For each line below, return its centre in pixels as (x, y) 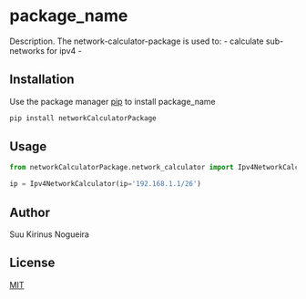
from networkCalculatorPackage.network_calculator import (122, 168)
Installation (42, 80)
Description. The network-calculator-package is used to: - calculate (137, 41)
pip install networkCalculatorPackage (83, 118)
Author (30, 212)
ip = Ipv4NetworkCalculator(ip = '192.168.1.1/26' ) (106, 184)
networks (27, 50)
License (32, 263)
